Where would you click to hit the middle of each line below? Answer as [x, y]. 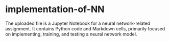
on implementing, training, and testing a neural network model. [71, 34]
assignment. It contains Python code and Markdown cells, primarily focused [85, 28]
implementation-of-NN [55, 9]
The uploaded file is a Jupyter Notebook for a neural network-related [78, 23]
